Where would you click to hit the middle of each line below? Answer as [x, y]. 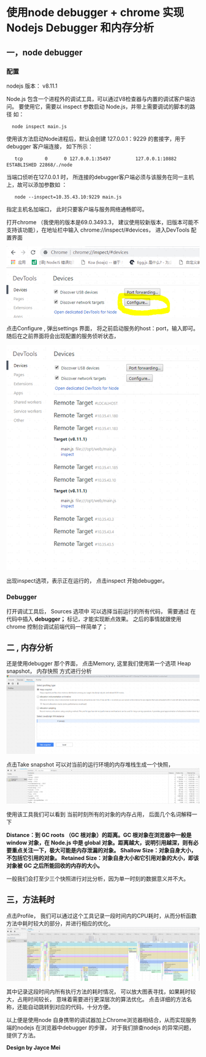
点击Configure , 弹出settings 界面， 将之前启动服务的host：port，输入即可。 [103, 328]
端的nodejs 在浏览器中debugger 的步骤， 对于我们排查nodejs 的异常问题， [101, 1028]
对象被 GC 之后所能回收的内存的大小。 [55, 865]
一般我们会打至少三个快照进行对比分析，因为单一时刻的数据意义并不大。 [97, 878]
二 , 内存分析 [30, 647]
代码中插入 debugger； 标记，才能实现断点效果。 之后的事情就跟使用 [94, 619]
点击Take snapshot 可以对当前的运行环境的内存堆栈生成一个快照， [90, 765]
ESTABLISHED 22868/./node [39, 165]
